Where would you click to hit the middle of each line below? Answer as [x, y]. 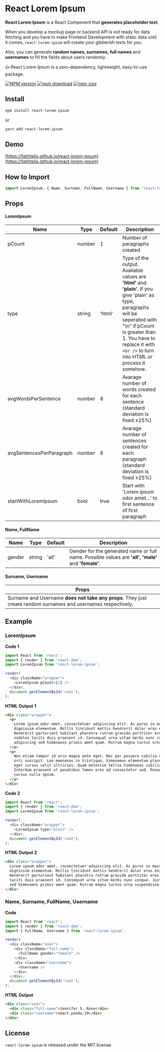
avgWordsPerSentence [34, 399]
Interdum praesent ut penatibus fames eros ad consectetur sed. [81, 770]
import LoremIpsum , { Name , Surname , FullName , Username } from [72, 188]
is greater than [139, 332]
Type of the [136, 258]
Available [133, 270]
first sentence [138, 504]
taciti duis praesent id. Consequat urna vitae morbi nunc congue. [80, 880]
